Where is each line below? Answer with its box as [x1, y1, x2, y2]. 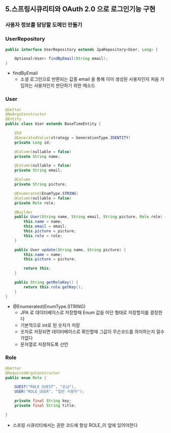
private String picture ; [14, 182, 67, 187]
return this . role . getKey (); [23, 284, 83, 289]
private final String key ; [14, 398, 72, 403]
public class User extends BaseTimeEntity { [5, 121, 101, 126]
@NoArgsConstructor [5, 112, 47, 117]
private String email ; [14, 168, 63, 173]
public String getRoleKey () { [14, 280, 79, 285]
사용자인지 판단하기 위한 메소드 [34, 83, 96, 89]
